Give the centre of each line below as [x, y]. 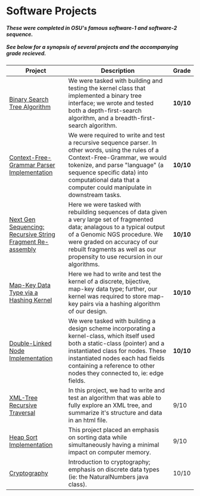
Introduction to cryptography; [109, 462]
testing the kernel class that [107, 88]
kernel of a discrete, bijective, [109, 282]
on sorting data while [98, 438]
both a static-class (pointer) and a [116, 343]
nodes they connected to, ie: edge [116, 373]
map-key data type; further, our [113, 289]
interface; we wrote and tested [111, 103]
